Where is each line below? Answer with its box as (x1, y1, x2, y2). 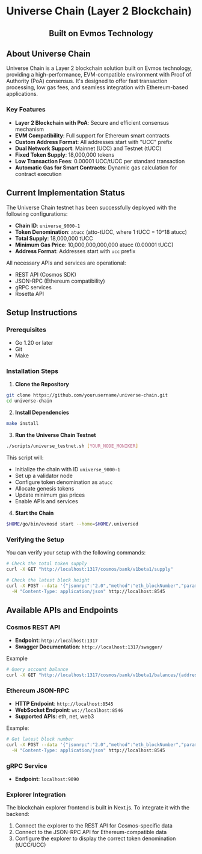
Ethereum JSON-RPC (6, 686, 70, 694)
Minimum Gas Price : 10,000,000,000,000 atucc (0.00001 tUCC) (14, 241, 174, 248)
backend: (6, 811, 29, 818)
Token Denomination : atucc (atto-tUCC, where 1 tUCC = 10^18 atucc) (14, 228, 188, 236)
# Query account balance (6, 667, 69, 673)
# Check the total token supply (6, 560, 87, 567)
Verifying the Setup (6, 535, 65, 544)
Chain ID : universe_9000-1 (14, 222, 81, 229)
